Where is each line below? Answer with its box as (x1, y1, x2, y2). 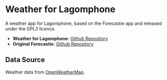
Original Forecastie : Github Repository (12, 41, 94, 47)
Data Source (5, 56, 45, 64)
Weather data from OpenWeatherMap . (5, 69, 85, 75)
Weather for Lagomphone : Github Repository (12, 35, 108, 42)
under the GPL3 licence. (5, 25, 56, 31)
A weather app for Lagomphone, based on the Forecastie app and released (5, 20, 162, 26)
